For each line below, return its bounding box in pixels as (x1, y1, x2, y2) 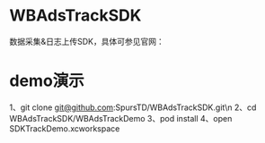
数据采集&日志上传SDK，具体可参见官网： (9, 36, 164, 46)
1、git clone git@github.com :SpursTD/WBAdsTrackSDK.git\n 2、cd (9, 102, 257, 113)
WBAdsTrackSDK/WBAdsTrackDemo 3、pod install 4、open (9, 113, 233, 123)
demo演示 (9, 71, 85, 91)
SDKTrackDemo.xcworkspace (9, 122, 120, 134)
